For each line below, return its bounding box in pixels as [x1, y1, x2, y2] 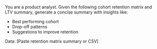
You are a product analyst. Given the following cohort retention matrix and [5, 4, 152, 10]
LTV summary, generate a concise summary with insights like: [5, 9, 128, 15]
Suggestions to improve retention [12, 29, 79, 34]
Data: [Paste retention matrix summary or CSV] [5, 38, 99, 44]
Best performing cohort [12, 19, 59, 24]
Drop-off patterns [12, 24, 47, 30]
